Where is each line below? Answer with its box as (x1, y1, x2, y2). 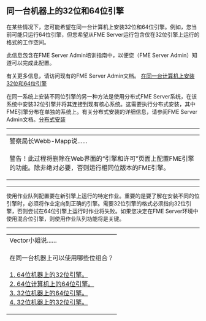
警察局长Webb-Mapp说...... (9, 136, 88, 145)
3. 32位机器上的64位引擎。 (9, 289, 88, 297)
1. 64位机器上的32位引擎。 (9, 270, 88, 279)
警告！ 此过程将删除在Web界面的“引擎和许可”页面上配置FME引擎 (9, 154, 194, 163)
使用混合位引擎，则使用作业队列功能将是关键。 (6, 215, 124, 222)
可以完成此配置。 (11, 59, 55, 66)
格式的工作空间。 (6, 39, 50, 46)
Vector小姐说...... (9, 236, 57, 245)
